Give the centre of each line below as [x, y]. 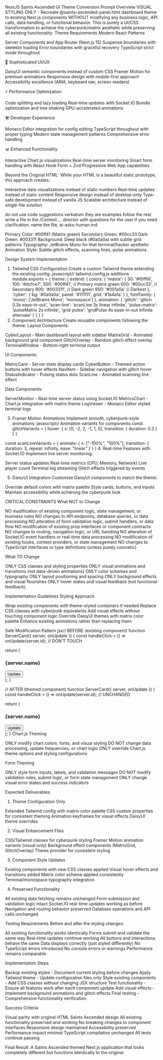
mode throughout [23, 53]
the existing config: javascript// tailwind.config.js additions [71, 274]
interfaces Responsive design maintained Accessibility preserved [71, 1027]
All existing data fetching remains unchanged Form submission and [72, 898]
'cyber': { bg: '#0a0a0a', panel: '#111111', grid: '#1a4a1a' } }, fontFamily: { [84, 294]
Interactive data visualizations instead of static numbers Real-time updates [80, 190]
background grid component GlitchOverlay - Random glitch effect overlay [79, 340]
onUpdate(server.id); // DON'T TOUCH [44, 641]
